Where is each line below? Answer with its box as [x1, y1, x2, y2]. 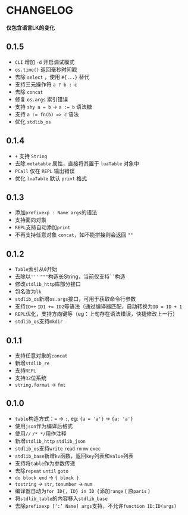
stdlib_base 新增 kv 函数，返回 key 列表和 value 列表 [14, 452, 134, 460]
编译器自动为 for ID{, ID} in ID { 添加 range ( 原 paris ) [14, 487, 151, 494]
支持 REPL [14, 367, 37, 374]
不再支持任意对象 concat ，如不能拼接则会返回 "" [14, 231, 133, 239]
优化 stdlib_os [14, 118, 52, 125]
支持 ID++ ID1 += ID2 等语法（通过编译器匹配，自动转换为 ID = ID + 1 [14, 303, 183, 310]
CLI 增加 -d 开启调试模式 [14, 58, 75, 66]
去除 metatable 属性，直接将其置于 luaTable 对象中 [14, 159, 140, 167]
